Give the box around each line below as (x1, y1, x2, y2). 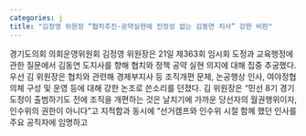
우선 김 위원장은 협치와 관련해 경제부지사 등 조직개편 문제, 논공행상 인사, (9, 70, 265, 82)
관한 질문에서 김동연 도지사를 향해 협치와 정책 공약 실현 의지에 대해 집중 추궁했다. (9, 59, 297, 70)
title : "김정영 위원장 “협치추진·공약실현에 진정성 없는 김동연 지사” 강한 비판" (9, 22, 273, 31)
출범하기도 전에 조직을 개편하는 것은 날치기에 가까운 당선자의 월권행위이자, (33, 93, 298, 105)
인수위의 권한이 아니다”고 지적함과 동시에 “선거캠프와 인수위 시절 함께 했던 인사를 (9, 105, 297, 116)
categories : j (9, 13, 64, 23)
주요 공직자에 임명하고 (9, 116, 89, 128)
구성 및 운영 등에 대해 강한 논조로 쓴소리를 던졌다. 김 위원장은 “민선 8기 (26, 82, 279, 93)
